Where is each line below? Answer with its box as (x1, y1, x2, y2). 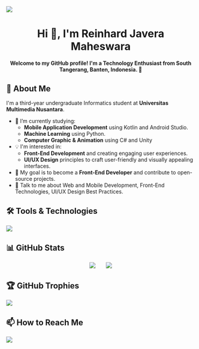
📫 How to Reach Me (6, 317, 83, 327)
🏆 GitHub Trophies (6, 281, 80, 291)
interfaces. (23, 162, 51, 169)
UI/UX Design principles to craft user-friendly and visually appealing (23, 156, 194, 163)
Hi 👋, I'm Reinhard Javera (37, 26, 165, 40)
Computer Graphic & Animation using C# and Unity (23, 136, 153, 144)
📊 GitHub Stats (6, 243, 65, 253)
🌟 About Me (6, 83, 51, 94)
